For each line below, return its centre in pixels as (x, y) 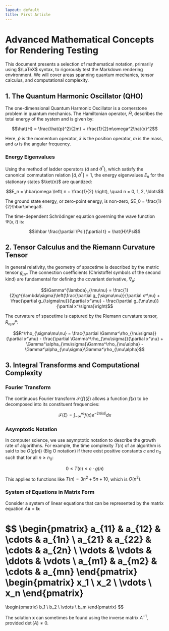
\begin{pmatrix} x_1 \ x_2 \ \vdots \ (79, 582)
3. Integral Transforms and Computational (72, 365)
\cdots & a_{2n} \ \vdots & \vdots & (79, 550)
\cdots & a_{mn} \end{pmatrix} (71, 572)
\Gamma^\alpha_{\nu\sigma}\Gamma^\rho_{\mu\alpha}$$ (85, 349)
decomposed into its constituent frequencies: (52, 405)
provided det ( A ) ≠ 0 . (27, 623)
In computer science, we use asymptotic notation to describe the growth (81, 440)
